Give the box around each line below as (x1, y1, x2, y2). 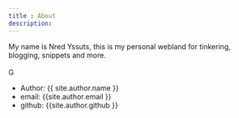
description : (8, 19, 53, 27)
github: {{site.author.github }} (19, 100, 119, 110)
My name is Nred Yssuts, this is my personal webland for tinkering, (8, 41, 231, 51)
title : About (8, 11, 57, 20)
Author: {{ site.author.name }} (19, 82, 119, 93)
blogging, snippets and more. (8, 50, 107, 60)
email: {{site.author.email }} (19, 91, 112, 101)
